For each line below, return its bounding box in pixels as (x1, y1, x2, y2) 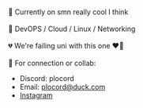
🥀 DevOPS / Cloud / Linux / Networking (8, 24, 136, 33)
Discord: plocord (19, 74, 75, 83)
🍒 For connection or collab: (8, 59, 96, 67)
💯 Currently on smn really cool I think (8, 7, 129, 17)
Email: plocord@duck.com (19, 83, 106, 91)
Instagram (19, 91, 53, 100)
